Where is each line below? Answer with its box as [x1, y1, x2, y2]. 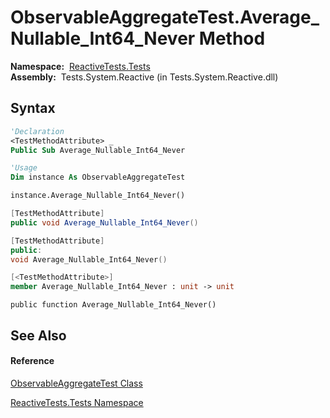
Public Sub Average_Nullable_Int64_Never [10, 145, 186, 155]
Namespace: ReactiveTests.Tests [10, 60, 151, 72]
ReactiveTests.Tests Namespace [10, 396, 144, 408]
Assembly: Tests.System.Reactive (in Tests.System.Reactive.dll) [10, 71, 279, 83]
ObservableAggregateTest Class [10, 377, 143, 389]
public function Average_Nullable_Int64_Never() [10, 300, 217, 310]
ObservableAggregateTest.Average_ [10, 6, 320, 29]
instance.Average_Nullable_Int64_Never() [10, 191, 186, 201]
